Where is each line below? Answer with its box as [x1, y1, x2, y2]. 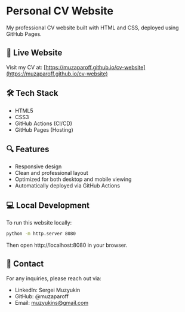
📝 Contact [6, 259, 44, 269]
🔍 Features [6, 144, 50, 154]
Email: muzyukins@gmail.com [14, 299, 88, 306]
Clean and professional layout [14, 169, 88, 177]
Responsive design [14, 163, 62, 170]
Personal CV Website [6, 4, 113, 18]
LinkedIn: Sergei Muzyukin [14, 286, 81, 293]
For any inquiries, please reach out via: [6, 274, 101, 282]
